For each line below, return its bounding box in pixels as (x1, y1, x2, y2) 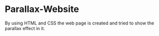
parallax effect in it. (5, 25, 45, 31)
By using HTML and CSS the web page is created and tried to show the (5, 20, 154, 26)
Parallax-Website (5, 3, 79, 15)
